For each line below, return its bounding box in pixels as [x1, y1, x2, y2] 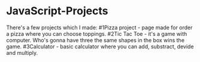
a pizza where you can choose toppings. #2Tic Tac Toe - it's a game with [6, 30, 187, 37]
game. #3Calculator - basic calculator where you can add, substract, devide [6, 43, 194, 50]
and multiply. [6, 49, 38, 56]
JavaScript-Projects [6, 4, 108, 18]
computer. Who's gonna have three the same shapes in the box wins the [6, 36, 184, 44]
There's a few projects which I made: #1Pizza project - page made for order [6, 24, 193, 31]
